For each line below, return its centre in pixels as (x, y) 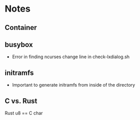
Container (21, 28)
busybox (19, 44)
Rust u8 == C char (24, 113)
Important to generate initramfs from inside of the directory (74, 85)
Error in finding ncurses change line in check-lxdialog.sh (71, 57)
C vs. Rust (21, 101)
